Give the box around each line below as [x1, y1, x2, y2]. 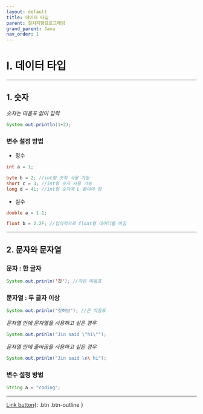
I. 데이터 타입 [6, 59, 66, 73]
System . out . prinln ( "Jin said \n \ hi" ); [6, 355, 107, 361]
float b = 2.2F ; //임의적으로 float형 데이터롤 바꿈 [6, 221, 127, 227]
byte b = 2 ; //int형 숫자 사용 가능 [6, 174, 89, 181]
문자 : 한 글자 [6, 264, 42, 272]
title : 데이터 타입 [6, 14, 49, 21]
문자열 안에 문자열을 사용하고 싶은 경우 [6, 319, 97, 326]
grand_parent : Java [6, 25, 56, 32]
